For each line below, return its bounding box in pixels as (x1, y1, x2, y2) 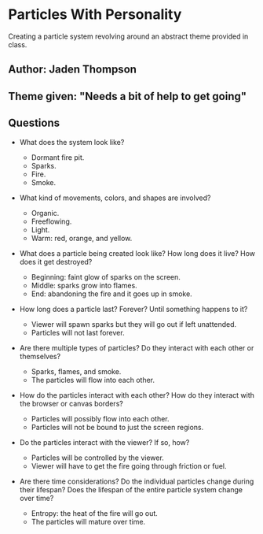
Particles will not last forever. (31, 328, 125, 337)
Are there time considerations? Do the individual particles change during (19, 477, 254, 486)
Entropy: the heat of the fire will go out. (31, 508, 159, 517)
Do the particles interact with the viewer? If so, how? (19, 437, 190, 447)
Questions (8, 117, 60, 130)
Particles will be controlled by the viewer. (31, 453, 165, 462)
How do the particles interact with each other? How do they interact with (19, 390, 255, 399)
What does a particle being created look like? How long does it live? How (19, 248, 255, 258)
